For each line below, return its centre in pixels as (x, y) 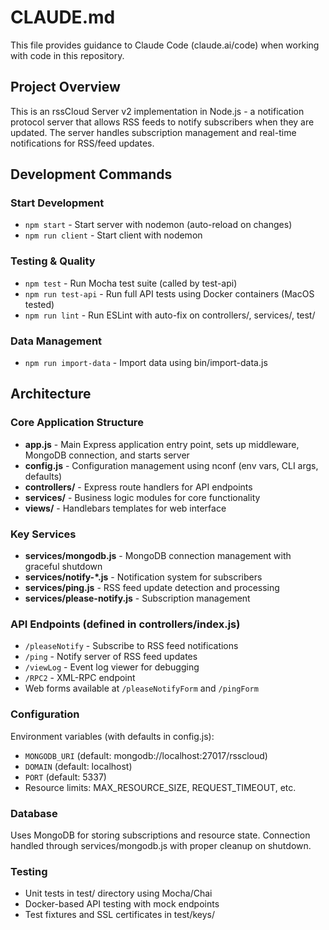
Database (34, 813)
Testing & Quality (53, 261)
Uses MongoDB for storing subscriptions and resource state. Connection (160, 835)
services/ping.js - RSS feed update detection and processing (152, 588)
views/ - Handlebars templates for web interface (125, 508)
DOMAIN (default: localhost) (78, 766)
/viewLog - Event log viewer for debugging (112, 667)
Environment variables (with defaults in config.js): (112, 736)
